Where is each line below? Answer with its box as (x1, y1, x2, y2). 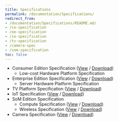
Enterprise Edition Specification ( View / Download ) (12, 76, 114, 81)
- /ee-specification (5, 30, 47, 34)
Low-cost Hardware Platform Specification (19, 71, 105, 76)
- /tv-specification (5, 39, 47, 44)
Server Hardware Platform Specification (19, 81, 100, 87)
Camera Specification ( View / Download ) (12, 112, 94, 118)
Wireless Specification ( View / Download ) (19, 107, 103, 112)
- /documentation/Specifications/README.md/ (5, 20, 97, 26)
